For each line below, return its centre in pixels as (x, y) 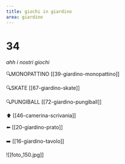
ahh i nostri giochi (28, 62)
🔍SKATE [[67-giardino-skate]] (43, 88)
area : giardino (25, 17)
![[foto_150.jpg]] (25, 155)
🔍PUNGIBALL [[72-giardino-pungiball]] (54, 102)
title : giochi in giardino (39, 11)
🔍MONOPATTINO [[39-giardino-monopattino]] (63, 74)
